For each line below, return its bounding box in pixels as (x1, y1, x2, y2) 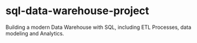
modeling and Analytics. (5, 29, 64, 37)
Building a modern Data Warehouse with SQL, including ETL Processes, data (5, 24, 192, 31)
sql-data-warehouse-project (5, 4, 150, 18)
